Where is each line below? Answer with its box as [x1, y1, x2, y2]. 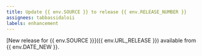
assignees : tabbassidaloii [6, 15, 75, 21]
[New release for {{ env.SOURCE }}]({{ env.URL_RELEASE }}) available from [6, 37, 197, 44]
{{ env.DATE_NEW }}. [6, 43, 60, 51]
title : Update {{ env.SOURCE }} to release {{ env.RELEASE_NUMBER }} [6, 9, 187, 15]
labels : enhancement [6, 20, 59, 26]
